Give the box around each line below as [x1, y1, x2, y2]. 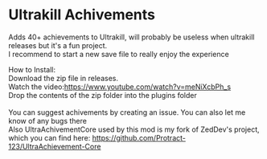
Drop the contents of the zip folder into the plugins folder [8, 90, 197, 100]
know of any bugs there [8, 116, 87, 125]
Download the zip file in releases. [8, 73, 119, 83]
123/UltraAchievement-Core [8, 141, 101, 151]
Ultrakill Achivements [8, 6, 155, 24]
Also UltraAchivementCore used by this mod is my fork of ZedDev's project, [8, 124, 260, 134]
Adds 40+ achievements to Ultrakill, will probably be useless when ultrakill [8, 32, 255, 42]
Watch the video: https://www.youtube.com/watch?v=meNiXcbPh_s [8, 82, 232, 92]
